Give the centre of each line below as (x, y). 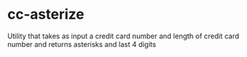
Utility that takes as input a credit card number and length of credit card (124, 36)
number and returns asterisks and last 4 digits (82, 44)
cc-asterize (46, 14)
